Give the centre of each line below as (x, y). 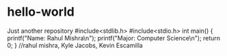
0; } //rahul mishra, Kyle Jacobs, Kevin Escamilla (75, 45)
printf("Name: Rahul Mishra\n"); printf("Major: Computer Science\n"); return (114, 38)
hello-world (41, 12)
